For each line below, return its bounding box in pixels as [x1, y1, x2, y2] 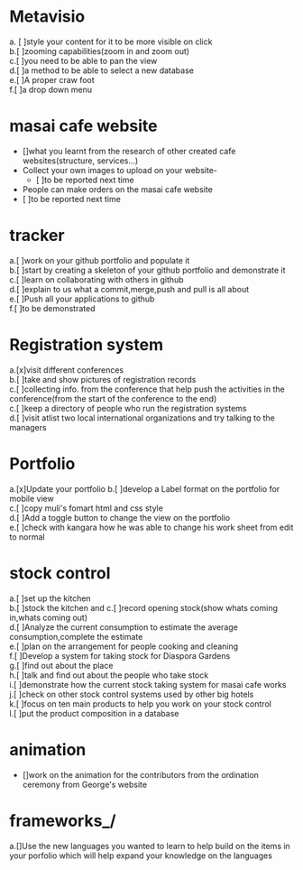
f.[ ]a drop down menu [9, 84, 93, 95]
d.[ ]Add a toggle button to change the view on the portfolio [9, 512, 231, 523]
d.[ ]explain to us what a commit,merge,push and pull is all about [9, 283, 250, 294]
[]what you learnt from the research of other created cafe [22, 145, 236, 156]
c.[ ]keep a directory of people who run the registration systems [9, 403, 247, 413]
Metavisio [9, 6, 86, 27]
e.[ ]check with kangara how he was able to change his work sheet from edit [9, 522, 294, 532]
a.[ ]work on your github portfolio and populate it [9, 255, 190, 265]
